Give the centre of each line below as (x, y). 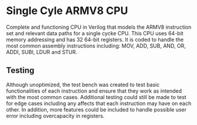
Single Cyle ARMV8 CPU (67, 11)
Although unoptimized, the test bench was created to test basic (83, 85)
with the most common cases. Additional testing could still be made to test (96, 97)
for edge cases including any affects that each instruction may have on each (99, 103)
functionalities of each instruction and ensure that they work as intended (94, 91)
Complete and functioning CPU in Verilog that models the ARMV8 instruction (99, 27)
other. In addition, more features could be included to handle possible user (96, 109)
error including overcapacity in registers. (55, 116)
